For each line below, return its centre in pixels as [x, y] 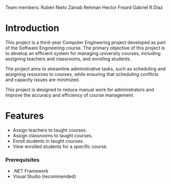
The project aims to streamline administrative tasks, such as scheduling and [85, 68]
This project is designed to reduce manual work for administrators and [80, 89]
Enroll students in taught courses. [48, 141]
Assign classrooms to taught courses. [53, 135]
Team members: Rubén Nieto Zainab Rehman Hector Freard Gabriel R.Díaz [84, 7]
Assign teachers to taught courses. [50, 130]
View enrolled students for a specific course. [60, 146]
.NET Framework [31, 171]
